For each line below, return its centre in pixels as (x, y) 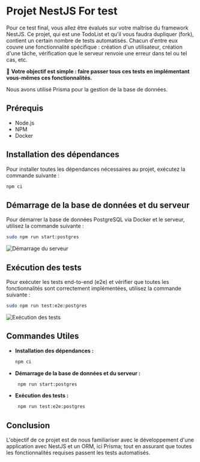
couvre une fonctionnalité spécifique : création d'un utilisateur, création (95, 47)
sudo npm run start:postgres (43, 237)
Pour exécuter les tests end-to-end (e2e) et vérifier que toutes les (88, 282)
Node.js (25, 123)
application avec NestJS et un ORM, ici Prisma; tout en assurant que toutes (99, 446)
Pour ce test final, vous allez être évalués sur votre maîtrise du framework (97, 28)
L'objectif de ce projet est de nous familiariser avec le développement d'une (100, 440)
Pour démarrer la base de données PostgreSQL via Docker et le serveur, (95, 220)
